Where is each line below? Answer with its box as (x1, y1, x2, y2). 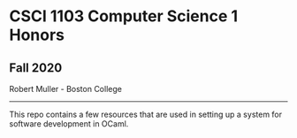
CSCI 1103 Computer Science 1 (9, 6, 239, 27)
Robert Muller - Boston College (9, 84, 122, 94)
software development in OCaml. (9, 119, 129, 129)
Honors (9, 25, 65, 45)
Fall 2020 (9, 60, 63, 75)
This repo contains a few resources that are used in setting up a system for (9, 109, 283, 119)
